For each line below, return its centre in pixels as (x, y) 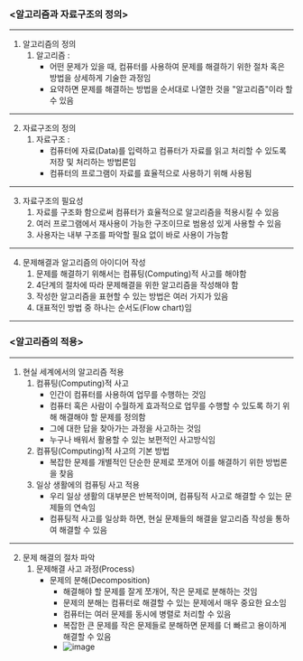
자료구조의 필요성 (53, 201)
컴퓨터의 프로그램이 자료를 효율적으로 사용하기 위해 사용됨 (151, 173)
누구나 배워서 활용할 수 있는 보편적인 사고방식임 (133, 439)
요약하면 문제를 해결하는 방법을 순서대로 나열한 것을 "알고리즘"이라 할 (171, 89)
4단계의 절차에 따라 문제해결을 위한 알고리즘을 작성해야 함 (137, 285)
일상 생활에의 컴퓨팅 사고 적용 (87, 484)
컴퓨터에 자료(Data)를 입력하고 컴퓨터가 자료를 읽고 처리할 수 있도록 (168, 151)
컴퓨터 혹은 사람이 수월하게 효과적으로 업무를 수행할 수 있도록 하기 (165, 405)
